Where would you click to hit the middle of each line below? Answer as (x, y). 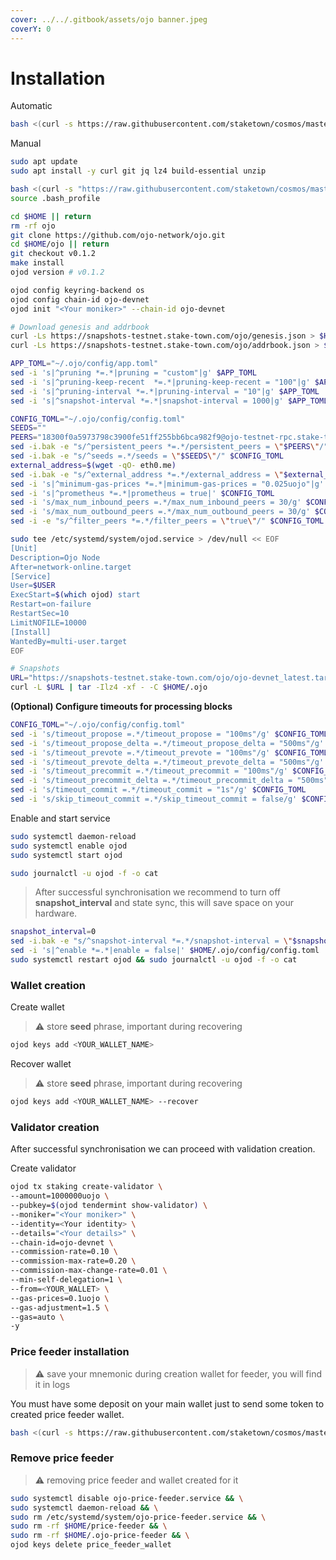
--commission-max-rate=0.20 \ (73, 1261)
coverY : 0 (31, 29)
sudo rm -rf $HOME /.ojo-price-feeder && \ (100, 1536)
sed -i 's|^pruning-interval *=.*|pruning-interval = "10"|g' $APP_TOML (165, 391)
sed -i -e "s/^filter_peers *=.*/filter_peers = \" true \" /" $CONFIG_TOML (167, 521)
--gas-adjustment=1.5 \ (60, 1307)
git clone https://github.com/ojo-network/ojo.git (118, 235)
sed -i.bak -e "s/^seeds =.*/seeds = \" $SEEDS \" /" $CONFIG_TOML (147, 456)
